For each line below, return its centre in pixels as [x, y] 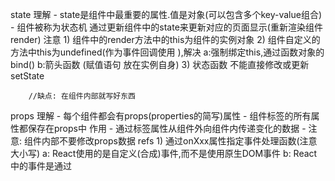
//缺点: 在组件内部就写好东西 [82, 96]
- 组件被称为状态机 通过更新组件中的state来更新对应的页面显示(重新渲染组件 [166, 27]
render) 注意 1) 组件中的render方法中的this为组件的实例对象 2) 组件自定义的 [165, 39]
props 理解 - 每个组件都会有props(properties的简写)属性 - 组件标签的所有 [161, 116]
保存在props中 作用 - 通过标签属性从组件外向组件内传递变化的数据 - [167, 128]
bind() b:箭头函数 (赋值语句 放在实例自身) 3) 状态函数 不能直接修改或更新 [160, 64]
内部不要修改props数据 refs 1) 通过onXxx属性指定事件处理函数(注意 [179, 141]
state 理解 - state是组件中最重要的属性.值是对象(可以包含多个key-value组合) [166, 14]
